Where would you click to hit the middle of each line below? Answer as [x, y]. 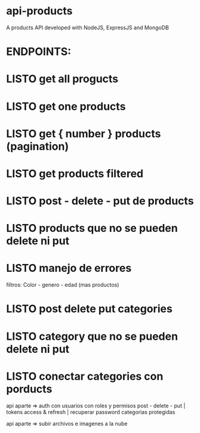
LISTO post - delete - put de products [100, 201]
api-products [39, 11]
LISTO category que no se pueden [92, 336]
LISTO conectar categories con [85, 376]
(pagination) [38, 146]
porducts [29, 389]
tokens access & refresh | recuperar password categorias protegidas [91, 412]
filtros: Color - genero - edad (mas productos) [63, 285]
